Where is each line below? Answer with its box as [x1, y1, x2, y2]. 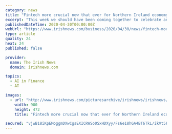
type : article [5, 31, 36, 36]
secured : [5, 121, 24, 126]
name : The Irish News [10, 60, 56, 65]
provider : [5, 55, 27, 60]
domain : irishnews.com [10, 65, 58, 70]
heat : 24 [5, 41, 24, 46]
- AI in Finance [10, 79, 45, 84]
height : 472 [14, 107, 40, 112]
